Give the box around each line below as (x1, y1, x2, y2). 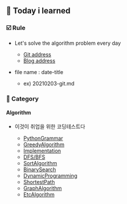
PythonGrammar (23, 135, 63, 142)
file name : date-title (14, 68, 63, 75)
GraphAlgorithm (23, 185, 62, 192)
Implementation (23, 147, 61, 154)
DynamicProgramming (23, 172, 78, 179)
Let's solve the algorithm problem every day (14, 39, 121, 46)
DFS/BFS (23, 153, 46, 160)
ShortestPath (23, 178, 55, 185)
